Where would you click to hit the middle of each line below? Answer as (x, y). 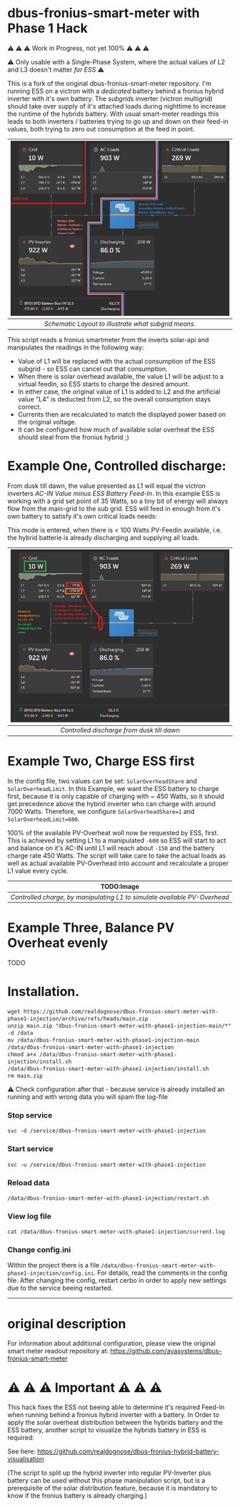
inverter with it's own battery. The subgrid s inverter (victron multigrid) (110, 99)
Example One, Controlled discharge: (117, 466)
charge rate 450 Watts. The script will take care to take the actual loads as (117, 855)
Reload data (29, 1183)
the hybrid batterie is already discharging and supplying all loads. (104, 537)
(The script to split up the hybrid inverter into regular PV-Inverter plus (109, 1473)
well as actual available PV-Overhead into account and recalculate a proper (118, 863)
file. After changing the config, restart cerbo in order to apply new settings (117, 1280)
